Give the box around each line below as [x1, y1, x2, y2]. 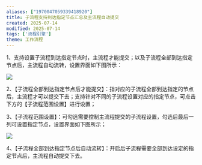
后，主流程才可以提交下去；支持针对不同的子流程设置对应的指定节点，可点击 [6, 93, 196, 100]
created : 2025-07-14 [6, 20, 58, 26]
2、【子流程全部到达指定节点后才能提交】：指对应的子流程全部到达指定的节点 [6, 85, 194, 92]
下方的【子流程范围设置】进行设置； [6, 100, 96, 107]
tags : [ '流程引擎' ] [6, 31, 52, 37]
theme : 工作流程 [6, 37, 43, 43]
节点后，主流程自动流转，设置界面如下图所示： [6, 61, 122, 68]
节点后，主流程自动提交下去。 [11, 152, 85, 159]
